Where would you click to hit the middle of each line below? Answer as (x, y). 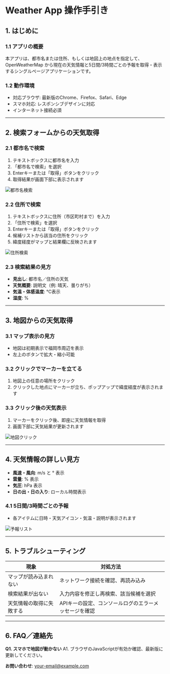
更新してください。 (25, 655)
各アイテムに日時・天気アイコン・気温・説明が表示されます (74, 518)
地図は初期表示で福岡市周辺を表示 (48, 348)
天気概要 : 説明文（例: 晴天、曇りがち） (53, 285)
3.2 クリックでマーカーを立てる (44, 369)
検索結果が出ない (28, 593)
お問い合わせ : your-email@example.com (47, 666)
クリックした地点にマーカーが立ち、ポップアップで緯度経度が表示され (86, 387)
